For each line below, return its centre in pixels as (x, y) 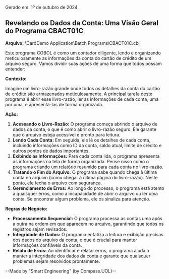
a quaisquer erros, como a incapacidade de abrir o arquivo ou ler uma (85, 193)
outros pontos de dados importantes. (51, 151)
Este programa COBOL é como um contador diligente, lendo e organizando (83, 53)
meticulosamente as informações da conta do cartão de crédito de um (78, 58)
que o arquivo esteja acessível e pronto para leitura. (66, 134)
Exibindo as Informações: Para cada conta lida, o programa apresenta (86, 156)
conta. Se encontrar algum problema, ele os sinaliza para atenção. (81, 199)
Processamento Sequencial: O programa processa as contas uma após (88, 218)
